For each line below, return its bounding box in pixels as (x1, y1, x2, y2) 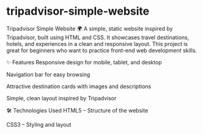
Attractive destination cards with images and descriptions (6, 83, 152, 90)
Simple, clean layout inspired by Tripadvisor (6, 94, 117, 102)
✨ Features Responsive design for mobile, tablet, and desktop (6, 58, 162, 65)
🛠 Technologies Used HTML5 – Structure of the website (6, 106, 149, 114)
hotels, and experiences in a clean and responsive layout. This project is (6, 40, 188, 47)
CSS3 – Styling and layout (6, 121, 72, 128)
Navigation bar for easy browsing (6, 70, 90, 78)
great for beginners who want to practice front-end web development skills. (6, 47, 197, 54)
